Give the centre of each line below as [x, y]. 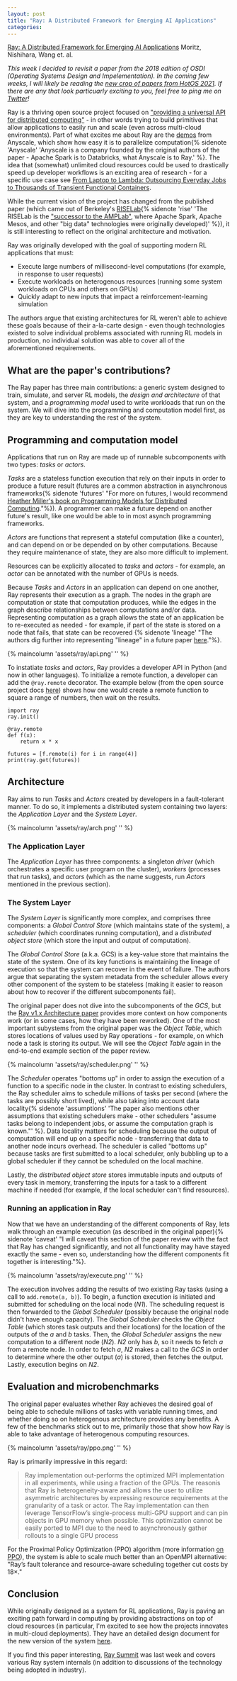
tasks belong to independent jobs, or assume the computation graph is [110, 1124]
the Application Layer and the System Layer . [72, 814]
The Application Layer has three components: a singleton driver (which [111, 861]
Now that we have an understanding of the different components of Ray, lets [118, 1224]
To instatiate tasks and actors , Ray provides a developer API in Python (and [117, 668]
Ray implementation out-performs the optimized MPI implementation [125, 1475]
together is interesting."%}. [47, 1261]
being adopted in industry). [47, 1670]
